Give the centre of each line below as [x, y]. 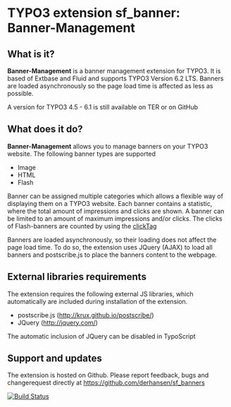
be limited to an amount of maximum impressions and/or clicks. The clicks [115, 218]
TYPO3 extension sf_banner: [94, 13]
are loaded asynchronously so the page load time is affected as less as [110, 86]
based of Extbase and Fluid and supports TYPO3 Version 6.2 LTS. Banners [115, 78]
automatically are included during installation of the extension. [98, 301]
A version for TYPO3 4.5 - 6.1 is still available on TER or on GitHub [103, 107]
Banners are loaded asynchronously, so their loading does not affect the [112, 239]
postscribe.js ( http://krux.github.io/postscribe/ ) [86, 315]
